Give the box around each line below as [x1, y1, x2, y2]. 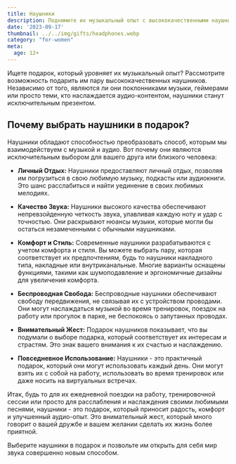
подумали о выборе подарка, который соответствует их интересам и [17, 333, 227, 341]
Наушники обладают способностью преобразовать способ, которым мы [7, 138, 227, 146]
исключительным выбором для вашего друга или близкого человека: [7, 153, 218, 161]
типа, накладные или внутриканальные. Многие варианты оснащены [17, 261, 226, 269]
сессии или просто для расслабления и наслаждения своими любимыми [7, 397, 229, 406]
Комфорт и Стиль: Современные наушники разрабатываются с [17, 238, 211, 247]
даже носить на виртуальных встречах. [17, 376, 137, 385]
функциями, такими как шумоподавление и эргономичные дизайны [17, 268, 223, 276]
